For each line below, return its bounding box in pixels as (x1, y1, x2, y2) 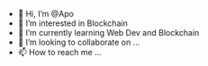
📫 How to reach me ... (17, 47, 102, 57)
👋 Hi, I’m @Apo (17, 9, 75, 19)
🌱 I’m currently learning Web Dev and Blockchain (17, 28, 200, 37)
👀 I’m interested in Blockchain (17, 18, 128, 29)
